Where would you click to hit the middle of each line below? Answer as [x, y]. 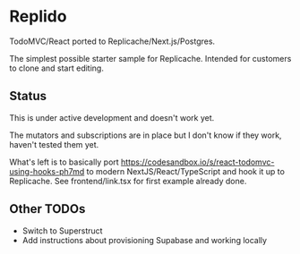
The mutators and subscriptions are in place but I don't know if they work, [146, 135]
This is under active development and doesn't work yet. [112, 117]
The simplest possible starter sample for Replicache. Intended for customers [150, 58]
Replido [38, 17]
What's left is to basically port [64, 162]
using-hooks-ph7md [47, 171]
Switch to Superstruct [62, 231]
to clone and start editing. [57, 68]
